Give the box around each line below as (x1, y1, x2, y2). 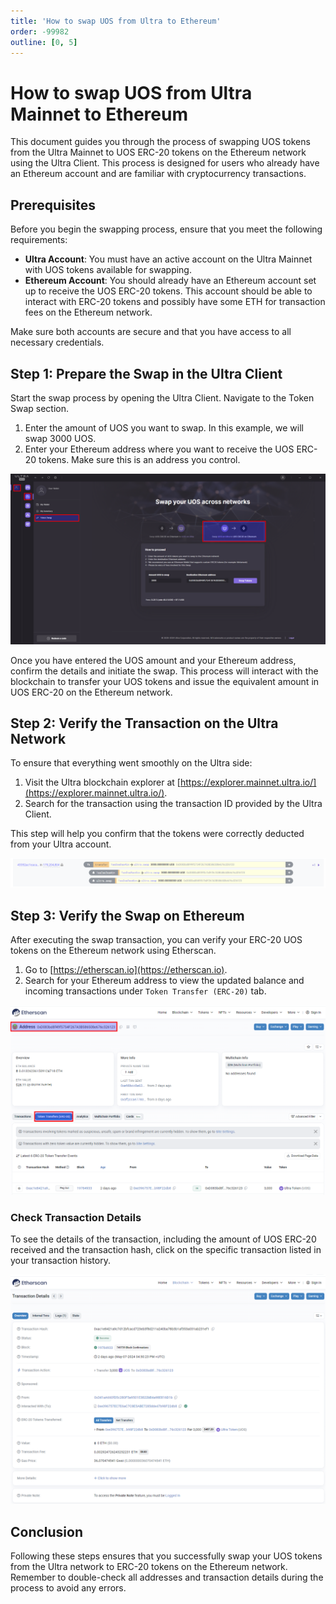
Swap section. (10, 402, 70, 414)
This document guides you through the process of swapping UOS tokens (10, 136, 311, 148)
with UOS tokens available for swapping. (24, 264, 192, 276)
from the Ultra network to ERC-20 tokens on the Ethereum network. (10, 1560, 288, 1572)
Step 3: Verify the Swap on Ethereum (10, 907, 245, 924)
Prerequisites (10, 196, 96, 214)
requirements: (10, 234, 68, 246)
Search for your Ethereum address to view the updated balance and (24, 974, 305, 986)
